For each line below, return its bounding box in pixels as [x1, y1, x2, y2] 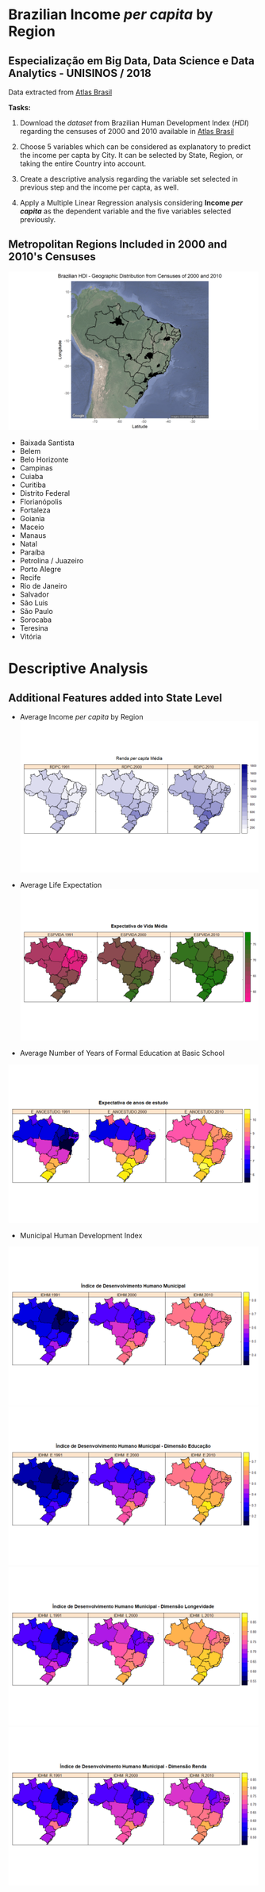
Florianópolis [19, 497, 63, 507]
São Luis [19, 598, 48, 608]
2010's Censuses [8, 250, 97, 263]
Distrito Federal [19, 489, 70, 498]
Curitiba [19, 480, 46, 489]
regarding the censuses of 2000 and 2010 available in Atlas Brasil [19, 127, 234, 136]
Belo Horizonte [19, 455, 69, 465]
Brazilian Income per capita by [8, 6, 213, 24]
